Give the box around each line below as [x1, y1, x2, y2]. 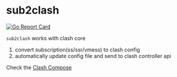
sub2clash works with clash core [6, 34, 86, 41]
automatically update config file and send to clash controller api [14, 52, 172, 59]
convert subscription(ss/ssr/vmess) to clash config [14, 46, 140, 53]
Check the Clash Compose [6, 63, 72, 71]
